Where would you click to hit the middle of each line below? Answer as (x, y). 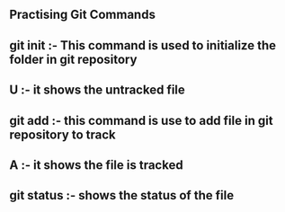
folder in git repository (73, 59)
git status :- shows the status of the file (122, 195)
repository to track (62, 134)
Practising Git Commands (82, 15)
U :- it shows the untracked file (98, 90)
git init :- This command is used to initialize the (143, 45)
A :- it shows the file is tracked (96, 165)
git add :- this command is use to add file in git (141, 120)
